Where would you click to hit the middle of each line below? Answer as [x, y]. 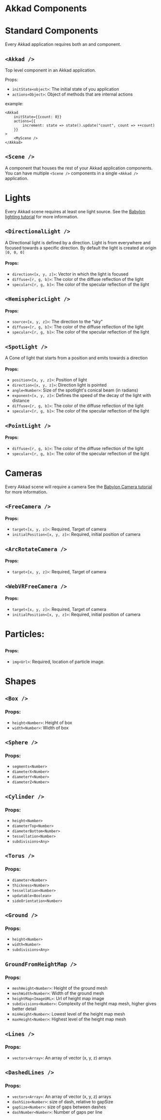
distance [21, 401]
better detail [24, 1009]
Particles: [25, 634]
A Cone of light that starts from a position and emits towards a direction [76, 358]
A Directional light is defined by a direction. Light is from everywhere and [78, 242]
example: [14, 103]
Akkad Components [46, 9]
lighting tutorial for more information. [42, 216]
